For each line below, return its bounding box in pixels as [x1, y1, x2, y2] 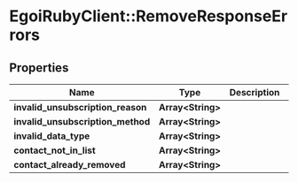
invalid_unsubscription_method [13, 116, 151, 127]
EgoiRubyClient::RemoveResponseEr [9, 6, 288, 27]
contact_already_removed [13, 159, 126, 171]
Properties [9, 60, 69, 75]
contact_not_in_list [13, 144, 96, 156]
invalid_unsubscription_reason [13, 102, 147, 113]
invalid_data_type [13, 130, 90, 142]
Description [229, 87, 280, 98]
